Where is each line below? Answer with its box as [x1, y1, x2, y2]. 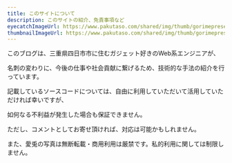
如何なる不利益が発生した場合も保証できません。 [7, 111, 146, 119]
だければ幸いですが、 [7, 96, 68, 104]
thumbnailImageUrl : [7, 29, 64, 37]
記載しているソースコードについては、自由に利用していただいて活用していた [7, 87, 224, 95]
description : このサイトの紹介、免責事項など [7, 17, 125, 23]
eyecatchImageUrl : [7, 23, 60, 30]
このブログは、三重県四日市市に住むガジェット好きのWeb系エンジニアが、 [7, 49, 220, 57]
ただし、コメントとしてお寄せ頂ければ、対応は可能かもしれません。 [7, 125, 200, 133]
